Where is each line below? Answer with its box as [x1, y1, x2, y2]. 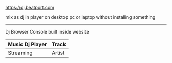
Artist [52, 49, 65, 56]
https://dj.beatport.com [5, 5, 55, 10]
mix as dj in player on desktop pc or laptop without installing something [5, 14, 156, 20]
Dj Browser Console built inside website [5, 29, 89, 35]
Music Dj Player [8, 41, 47, 48]
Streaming [8, 49, 33, 56]
